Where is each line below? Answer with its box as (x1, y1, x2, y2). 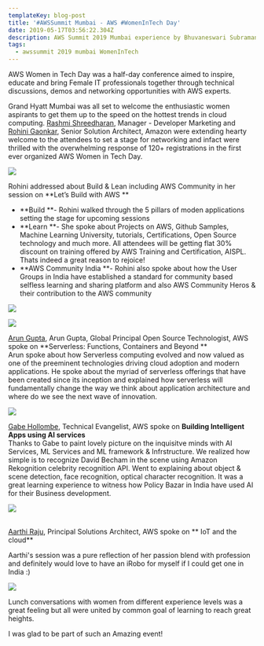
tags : (8, 41, 26, 49)
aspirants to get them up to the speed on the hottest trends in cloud (8, 110, 227, 119)
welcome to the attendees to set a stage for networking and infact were (8, 135, 240, 144)
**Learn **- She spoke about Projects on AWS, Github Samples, (19, 222, 229, 231)
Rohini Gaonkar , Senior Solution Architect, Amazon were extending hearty (8, 127, 247, 136)
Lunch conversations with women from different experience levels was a (8, 597, 244, 606)
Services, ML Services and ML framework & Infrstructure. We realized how (8, 447, 250, 456)
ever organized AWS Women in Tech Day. (8, 152, 143, 161)
